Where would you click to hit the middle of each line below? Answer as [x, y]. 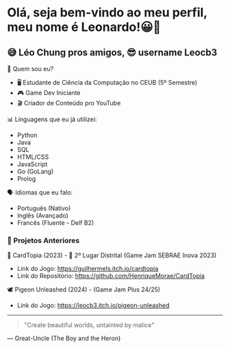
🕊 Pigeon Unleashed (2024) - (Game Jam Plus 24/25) [84, 289]
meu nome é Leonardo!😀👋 [84, 27]
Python [27, 135]
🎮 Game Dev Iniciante [49, 93]
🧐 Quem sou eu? [30, 69]
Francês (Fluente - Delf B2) [55, 223]
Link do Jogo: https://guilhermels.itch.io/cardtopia [88, 269]
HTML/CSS [33, 157]
